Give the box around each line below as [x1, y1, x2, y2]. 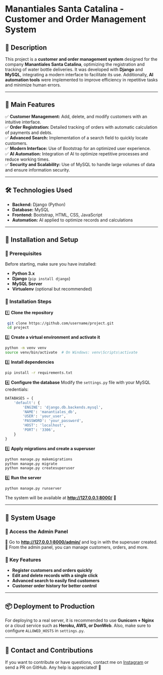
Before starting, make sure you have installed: [5, 261, 97, 267]
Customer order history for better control [12, 583, 97, 589]
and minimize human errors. [5, 82, 61, 88]
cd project [7, 325, 29, 330]
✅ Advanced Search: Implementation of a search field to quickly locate [5, 135, 148, 140]
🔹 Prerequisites [5, 250, 42, 257]
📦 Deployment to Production [5, 602, 95, 610]
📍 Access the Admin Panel [5, 528, 68, 535]
